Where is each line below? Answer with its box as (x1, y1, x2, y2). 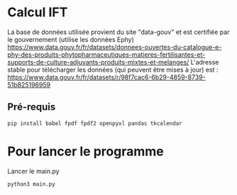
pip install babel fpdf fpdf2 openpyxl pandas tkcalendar (7, 120, 182, 127)
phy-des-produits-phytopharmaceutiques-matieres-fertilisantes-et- (7, 50, 206, 59)
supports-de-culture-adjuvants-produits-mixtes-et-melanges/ (7, 57, 189, 66)
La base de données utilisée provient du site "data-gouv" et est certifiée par (7, 28, 230, 36)
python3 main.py (7, 180, 55, 188)
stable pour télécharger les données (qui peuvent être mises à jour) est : (7, 65, 219, 74)
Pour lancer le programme (7, 143, 165, 160)
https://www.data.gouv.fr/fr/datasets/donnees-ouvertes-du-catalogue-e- (7, 43, 222, 51)
